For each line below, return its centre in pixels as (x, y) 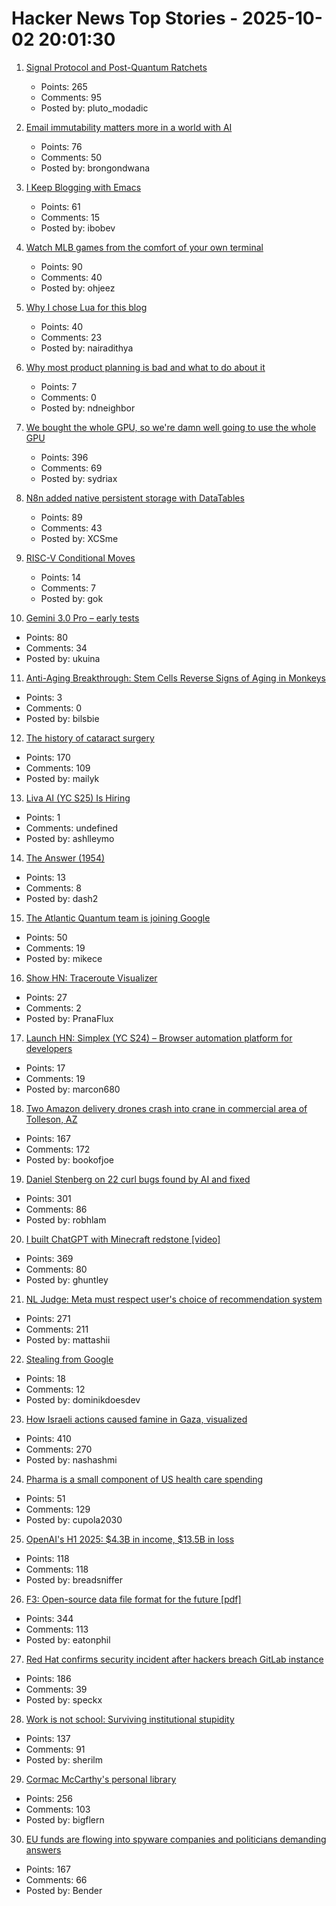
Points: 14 (61, 577)
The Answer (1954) (65, 858)
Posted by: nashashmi (71, 1459)
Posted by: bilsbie (62, 718)
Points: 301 (48, 1198)
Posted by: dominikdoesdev (83, 1399)
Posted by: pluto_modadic (94, 108)
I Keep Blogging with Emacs (83, 187)
